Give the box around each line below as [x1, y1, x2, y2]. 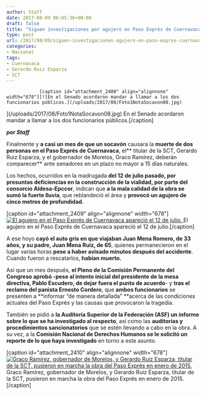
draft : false [6, 20, 40, 26]
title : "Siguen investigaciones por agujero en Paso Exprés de [6, 26, 172, 33]
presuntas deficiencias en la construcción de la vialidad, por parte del [6, 179, 188, 186]
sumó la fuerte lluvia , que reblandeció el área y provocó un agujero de [6, 192, 187, 199]
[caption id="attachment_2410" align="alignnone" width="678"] [6, 349, 167, 356]
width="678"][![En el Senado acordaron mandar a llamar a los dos [6, 94, 180, 100]
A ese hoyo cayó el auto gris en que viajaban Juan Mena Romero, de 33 [6, 235, 191, 243]
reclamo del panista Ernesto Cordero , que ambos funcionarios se [6, 286, 176, 294]
